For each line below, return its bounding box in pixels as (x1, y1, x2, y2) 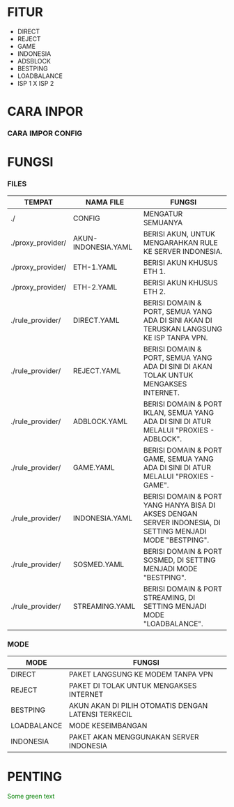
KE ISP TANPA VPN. (143, 333, 208, 342)
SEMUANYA (143, 218, 183, 227)
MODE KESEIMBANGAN (68, 721, 148, 730)
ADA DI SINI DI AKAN (143, 361, 212, 371)
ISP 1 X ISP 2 (17, 79, 54, 87)
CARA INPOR (7, 104, 84, 119)
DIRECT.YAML (72, 315, 120, 325)
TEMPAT (24, 197, 54, 206)
